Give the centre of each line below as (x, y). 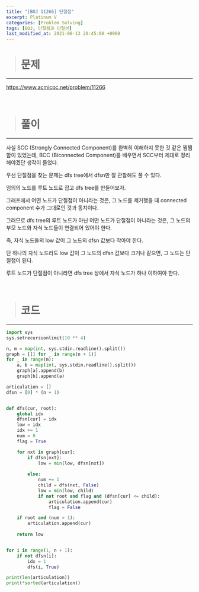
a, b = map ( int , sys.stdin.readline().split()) (76, 365)
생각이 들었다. (42, 163)
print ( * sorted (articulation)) (44, 583)
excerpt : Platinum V (32, 17)
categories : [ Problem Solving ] (45, 23)
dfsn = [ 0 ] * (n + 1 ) (33, 392)
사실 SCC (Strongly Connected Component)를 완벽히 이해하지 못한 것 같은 (94, 148)
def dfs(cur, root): (32, 408)
